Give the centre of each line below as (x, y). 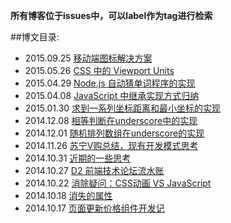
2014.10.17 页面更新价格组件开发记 (94, 208)
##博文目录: (35, 37)
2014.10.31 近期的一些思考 (78, 158)
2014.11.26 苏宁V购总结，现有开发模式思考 (111, 145)
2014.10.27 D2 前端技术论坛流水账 (94, 170)
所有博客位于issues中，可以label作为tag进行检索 (111, 15)
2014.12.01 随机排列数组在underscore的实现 (114, 133)
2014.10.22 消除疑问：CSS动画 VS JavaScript (118, 183)
